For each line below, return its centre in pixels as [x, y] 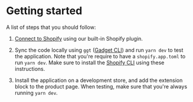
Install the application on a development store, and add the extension [99, 80]
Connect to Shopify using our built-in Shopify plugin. [79, 38]
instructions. [30, 68]
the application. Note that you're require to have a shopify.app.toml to [100, 56]
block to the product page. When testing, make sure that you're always [101, 86]
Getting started [44, 11]
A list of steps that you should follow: [51, 27]
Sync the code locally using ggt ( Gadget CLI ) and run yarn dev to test [99, 50]
